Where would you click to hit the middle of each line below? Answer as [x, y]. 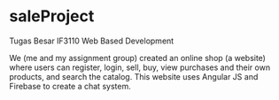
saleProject [52, 16]
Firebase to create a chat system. [70, 86]
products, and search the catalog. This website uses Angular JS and [134, 76]
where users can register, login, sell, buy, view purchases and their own [140, 67]
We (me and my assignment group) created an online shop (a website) [137, 58]
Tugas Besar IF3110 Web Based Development [92, 41]
